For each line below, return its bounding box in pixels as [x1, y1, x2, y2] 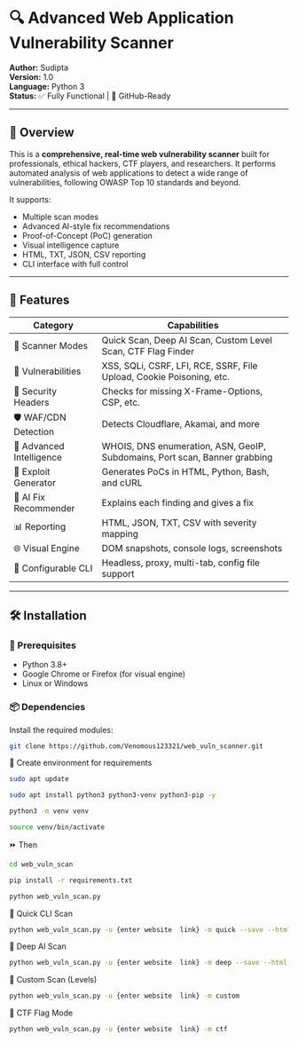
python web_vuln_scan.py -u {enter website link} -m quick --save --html [9, 925, 292, 934]
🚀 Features [9, 293, 70, 308]
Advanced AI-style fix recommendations [21, 220, 170, 232]
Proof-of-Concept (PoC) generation [21, 230, 153, 241]
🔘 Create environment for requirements [9, 757, 153, 769]
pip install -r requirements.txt [9, 876, 133, 885]
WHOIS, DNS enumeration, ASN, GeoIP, [101, 439, 266, 452]
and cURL [101, 477, 143, 489]
